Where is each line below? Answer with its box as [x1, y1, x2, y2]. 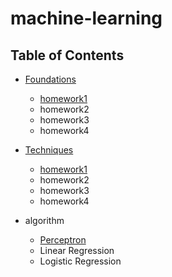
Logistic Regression [39, 255, 122, 267]
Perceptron [39, 234, 87, 246]
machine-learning [10, 7, 163, 30]
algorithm [24, 215, 65, 226]
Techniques [24, 144, 74, 156]
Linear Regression [39, 245, 115, 256]
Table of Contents [10, 47, 125, 64]
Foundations [24, 73, 77, 85]
